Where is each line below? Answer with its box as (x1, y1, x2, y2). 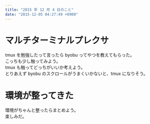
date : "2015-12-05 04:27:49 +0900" (5, 12, 78, 17)
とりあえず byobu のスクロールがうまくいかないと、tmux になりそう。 (5, 70, 148, 77)
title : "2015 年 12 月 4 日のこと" (5, 7, 74, 12)
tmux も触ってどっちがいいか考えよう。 (5, 64, 85, 70)
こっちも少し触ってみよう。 (5, 58, 61, 64)
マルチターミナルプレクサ (5, 35, 110, 46)
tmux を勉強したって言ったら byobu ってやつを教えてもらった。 (5, 52, 135, 58)
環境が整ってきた (5, 90, 74, 101)
